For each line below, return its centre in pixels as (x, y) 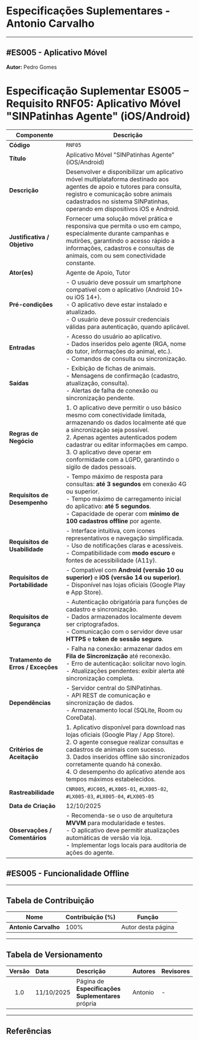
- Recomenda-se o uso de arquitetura (119, 815)
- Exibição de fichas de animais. (111, 368)
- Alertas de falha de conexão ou (112, 390)
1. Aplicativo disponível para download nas (126, 727)
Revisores (176, 971)
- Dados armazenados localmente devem (124, 616)
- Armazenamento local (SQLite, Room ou (124, 710)
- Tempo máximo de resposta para (115, 476)
